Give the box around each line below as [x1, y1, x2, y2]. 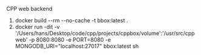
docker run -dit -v [15, 24, 60, 30]
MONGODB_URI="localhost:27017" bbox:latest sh [15, 42, 139, 50]
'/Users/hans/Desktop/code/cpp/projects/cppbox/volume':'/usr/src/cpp [15, 30, 196, 37]
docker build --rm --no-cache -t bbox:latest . [15, 17, 129, 24]
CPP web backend [6, 5, 53, 12]
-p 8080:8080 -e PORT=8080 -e [29, 36, 111, 43]
